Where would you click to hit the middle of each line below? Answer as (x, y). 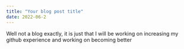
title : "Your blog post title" (45, 11)
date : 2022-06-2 (26, 17)
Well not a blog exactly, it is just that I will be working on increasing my (92, 33)
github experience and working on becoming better (69, 40)
